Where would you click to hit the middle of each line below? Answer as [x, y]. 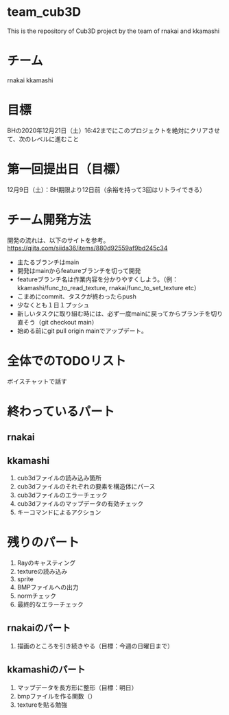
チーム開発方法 [49, 220]
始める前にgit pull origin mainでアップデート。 [82, 331]
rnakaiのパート [39, 628]
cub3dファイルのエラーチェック [62, 495]
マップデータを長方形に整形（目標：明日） [77, 688]
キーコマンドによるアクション [59, 513]
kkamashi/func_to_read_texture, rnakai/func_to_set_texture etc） [108, 288]
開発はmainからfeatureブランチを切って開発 [79, 270]
